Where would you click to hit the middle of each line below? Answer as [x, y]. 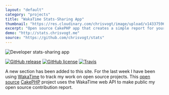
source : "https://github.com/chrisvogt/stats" [55, 38]
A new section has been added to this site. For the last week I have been [80, 71]
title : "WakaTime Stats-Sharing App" [45, 19]
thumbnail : [17, 24]
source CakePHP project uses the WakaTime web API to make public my [80, 82]
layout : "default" [24, 10]
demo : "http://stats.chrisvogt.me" [43, 33]
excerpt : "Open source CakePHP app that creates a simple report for [80, 28]
